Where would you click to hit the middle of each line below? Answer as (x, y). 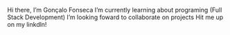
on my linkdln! (27, 24)
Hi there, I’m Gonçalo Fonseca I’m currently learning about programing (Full (115, 10)
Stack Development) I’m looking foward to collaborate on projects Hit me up (115, 17)
